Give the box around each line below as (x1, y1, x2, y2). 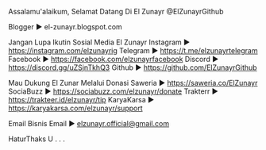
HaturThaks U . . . (8, 134, 66, 144)
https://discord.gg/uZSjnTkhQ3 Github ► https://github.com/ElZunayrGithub (8, 63, 257, 72)
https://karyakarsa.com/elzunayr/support (8, 103, 143, 113)
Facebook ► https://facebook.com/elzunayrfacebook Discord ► (8, 55, 219, 63)
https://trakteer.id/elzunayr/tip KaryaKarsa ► (8, 95, 155, 104)
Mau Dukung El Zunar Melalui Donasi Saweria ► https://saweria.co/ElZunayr (8, 79, 258, 87)
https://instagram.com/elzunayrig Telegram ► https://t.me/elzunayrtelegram (8, 46, 258, 55)
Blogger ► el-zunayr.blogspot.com (8, 22, 123, 31)
